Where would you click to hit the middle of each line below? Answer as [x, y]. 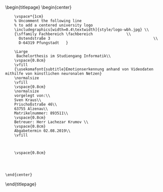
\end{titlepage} [21, 184]
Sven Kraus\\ [28, 100]
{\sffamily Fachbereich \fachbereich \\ [73, 34]
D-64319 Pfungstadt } [43, 43]
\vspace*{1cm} [29, 17]
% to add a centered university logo [54, 25]
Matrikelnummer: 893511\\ [41, 113]
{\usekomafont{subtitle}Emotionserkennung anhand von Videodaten [84, 69]
